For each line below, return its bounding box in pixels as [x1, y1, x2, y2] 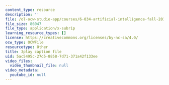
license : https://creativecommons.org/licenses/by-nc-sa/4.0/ [5, 35, 138, 40]
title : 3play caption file [5, 49, 62, 54]
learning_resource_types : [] [5, 30, 66, 35]
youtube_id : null [10, 72, 46, 77]
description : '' [5, 12, 39, 17]
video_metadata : [5, 68, 39, 73]
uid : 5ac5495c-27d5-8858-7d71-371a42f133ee [5, 53, 98, 59]
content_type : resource [5, 7, 55, 12]
